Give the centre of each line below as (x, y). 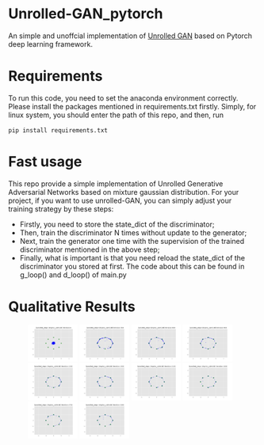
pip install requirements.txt (58, 130)
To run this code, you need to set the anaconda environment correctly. (123, 98)
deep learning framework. (51, 44)
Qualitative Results (72, 306)
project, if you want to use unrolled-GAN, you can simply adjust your (120, 200)
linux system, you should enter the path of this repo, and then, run (116, 115)
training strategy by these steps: (61, 209)
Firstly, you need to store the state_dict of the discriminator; (117, 224)
